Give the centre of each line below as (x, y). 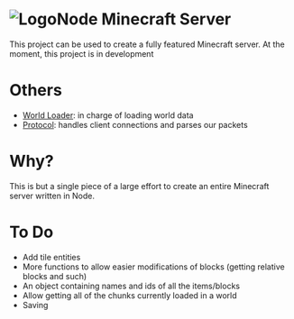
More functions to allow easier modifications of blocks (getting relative (154, 267)
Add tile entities (51, 257)
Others (36, 91)
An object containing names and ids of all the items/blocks (131, 286)
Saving (35, 305)
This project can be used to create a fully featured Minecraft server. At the (147, 44)
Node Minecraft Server (144, 19)
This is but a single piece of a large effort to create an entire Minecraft (139, 186)
